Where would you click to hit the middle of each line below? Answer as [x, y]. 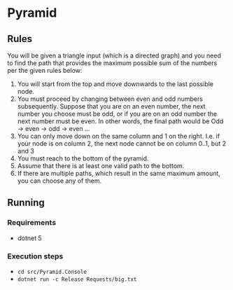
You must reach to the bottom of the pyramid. [83, 158]
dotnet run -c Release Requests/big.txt [77, 279]
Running [26, 203]
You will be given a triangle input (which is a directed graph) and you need [114, 55]
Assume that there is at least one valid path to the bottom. [101, 166]
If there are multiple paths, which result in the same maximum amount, [119, 173]
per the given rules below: [45, 70]
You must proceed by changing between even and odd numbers [110, 99]
